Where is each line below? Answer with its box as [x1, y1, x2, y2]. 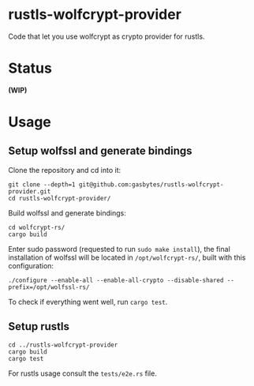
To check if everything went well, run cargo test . [8, 297, 168, 306]
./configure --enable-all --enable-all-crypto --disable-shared [8, 276, 224, 284]
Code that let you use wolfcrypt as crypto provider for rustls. [8, 32, 205, 41]
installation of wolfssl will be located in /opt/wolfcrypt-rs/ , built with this [8, 253, 246, 262]
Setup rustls [8, 320, 69, 333]
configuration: [8, 260, 54, 270]
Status [8, 59, 53, 77]
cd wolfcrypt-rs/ [8, 223, 65, 231]
